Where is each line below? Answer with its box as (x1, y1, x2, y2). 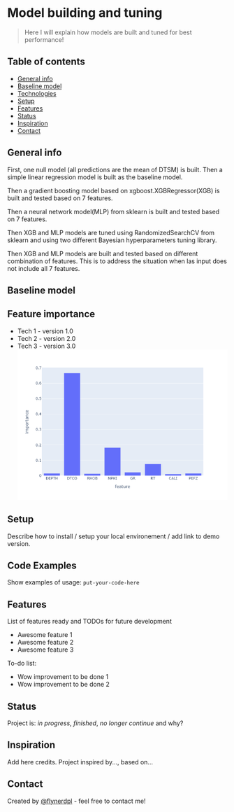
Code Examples (7, 559, 77, 571)
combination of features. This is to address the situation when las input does (7, 257, 227, 265)
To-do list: (7, 659, 37, 668)
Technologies (17, 89, 57, 97)
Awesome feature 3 (17, 645, 74, 654)
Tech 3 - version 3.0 (17, 342, 76, 350)
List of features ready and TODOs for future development (7, 617, 173, 626)
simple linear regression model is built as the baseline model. (7, 173, 183, 181)
